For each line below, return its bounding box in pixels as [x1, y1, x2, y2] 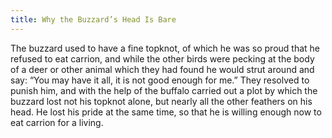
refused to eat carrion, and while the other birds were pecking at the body [10, 52, 315, 65]
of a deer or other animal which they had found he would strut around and [10, 63, 315, 75]
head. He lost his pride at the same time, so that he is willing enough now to [10, 106, 322, 118]
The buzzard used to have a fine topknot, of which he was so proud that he [10, 42, 321, 54]
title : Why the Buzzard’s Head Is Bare [10, 14, 177, 25]
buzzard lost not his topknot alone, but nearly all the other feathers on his [10, 95, 313, 107]
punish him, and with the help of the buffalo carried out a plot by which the [10, 84, 318, 96]
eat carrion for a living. [10, 116, 104, 128]
